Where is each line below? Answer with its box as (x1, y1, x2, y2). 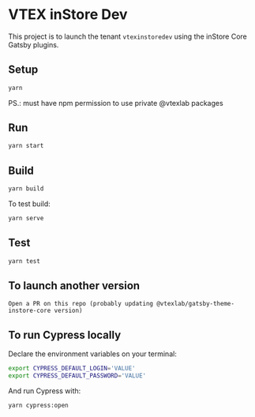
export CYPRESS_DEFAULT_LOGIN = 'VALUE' (8, 365, 136, 373)
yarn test (8, 257, 41, 265)
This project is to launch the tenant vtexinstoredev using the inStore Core (8, 32, 247, 41)
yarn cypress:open (8, 401, 69, 409)
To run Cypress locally (8, 328, 122, 341)
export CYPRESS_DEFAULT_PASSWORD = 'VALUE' (8, 372, 147, 380)
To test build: (8, 199, 51, 208)
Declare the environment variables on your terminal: (8, 349, 178, 359)
